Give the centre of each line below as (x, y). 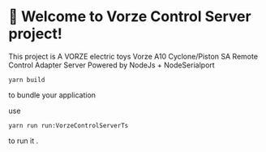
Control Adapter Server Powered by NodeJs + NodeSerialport (112, 65)
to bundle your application (52, 95)
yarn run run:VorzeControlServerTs (69, 125)
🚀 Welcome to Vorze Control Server (130, 17)
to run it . (24, 141)
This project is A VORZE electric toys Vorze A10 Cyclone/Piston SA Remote (133, 56)
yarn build (27, 80)
